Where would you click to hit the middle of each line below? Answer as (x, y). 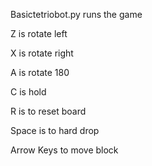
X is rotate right (42, 53)
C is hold (28, 92)
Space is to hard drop (55, 130)
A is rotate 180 (40, 72)
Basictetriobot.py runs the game (76, 14)
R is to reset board (48, 111)
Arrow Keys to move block (64, 150)
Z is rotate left (39, 33)
